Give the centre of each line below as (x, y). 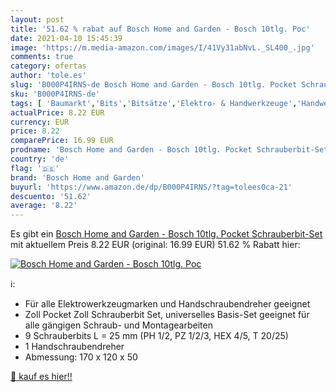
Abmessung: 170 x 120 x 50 (81, 357)
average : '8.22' (44, 206)
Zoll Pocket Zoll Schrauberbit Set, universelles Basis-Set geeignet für (167, 315)
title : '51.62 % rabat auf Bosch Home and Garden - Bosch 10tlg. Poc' (160, 29)
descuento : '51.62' (51, 196)
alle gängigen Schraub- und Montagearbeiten (118, 325)
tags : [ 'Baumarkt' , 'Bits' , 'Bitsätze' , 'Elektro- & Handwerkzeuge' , (154, 103)
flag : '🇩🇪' (35, 168)
